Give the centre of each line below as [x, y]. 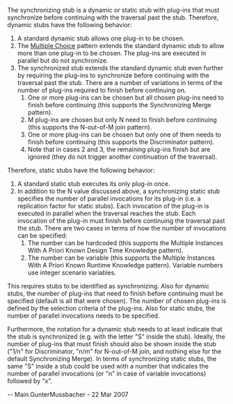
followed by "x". [30, 381]
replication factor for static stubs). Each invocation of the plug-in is [113, 206]
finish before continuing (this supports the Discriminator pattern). [121, 142]
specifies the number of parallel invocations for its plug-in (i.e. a [109, 199]
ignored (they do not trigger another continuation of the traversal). [122, 157]
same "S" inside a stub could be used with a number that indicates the [108, 366]
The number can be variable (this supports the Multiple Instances [121, 258]
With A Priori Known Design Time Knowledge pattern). [105, 250]
